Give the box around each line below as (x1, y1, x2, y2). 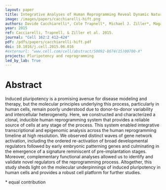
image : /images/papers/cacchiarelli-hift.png (5, 16, 100, 21)
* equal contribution (5, 179, 46, 185)
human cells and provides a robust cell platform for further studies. (5, 170, 141, 176)
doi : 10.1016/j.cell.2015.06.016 (5, 44, 74, 49)
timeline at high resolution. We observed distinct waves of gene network (5, 132, 153, 139)
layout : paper (5, 7, 35, 12)
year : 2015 (5, 26, 28, 31)
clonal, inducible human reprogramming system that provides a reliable (5, 117, 150, 123)
